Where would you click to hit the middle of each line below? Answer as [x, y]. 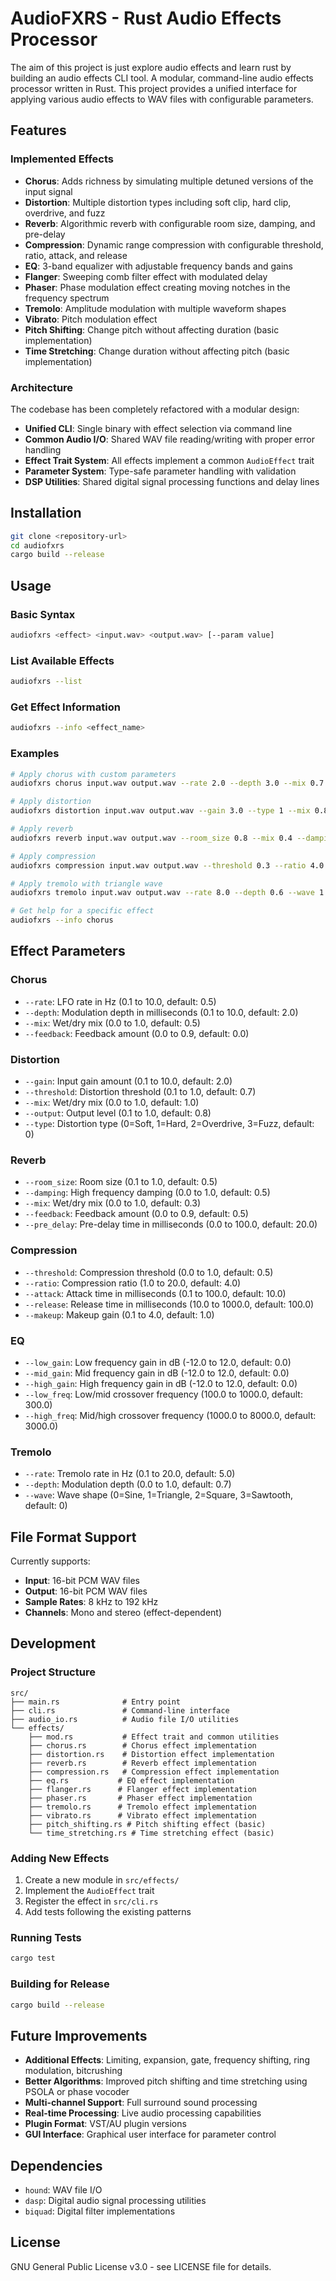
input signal [48, 191]
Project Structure [53, 1672]
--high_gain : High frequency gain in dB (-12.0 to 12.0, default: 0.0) [161, 1383]
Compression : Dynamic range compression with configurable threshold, [174, 244]
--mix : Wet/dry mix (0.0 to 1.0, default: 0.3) [113, 1203]
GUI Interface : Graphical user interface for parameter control [150, 2134]
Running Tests [46, 1937]
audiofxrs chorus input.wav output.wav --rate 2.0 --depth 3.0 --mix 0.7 [167, 783]
